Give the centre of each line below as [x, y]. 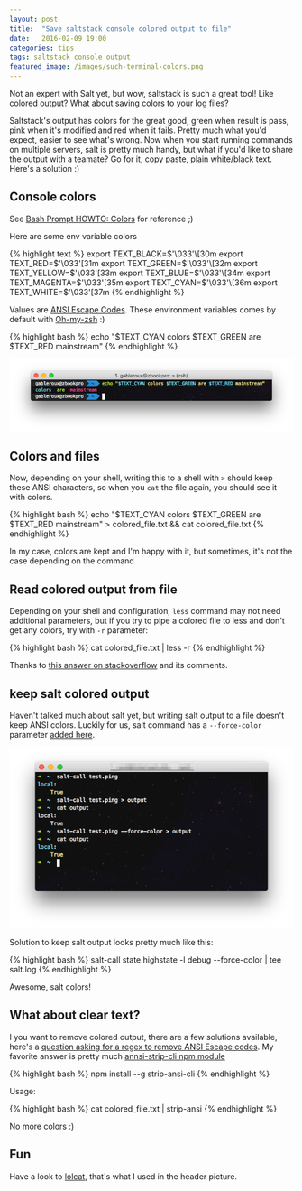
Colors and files [55, 456]
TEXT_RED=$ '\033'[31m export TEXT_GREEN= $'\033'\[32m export [134, 263]
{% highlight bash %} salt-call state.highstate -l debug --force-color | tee [146, 960]
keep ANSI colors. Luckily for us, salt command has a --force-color [136, 725]
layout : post [34, 19]
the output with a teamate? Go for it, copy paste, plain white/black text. [141, 159]
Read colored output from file [93, 589]
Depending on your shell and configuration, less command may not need [145, 611]
